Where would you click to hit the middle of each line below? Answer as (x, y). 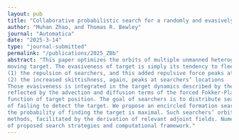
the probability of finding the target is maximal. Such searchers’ (111, 112)
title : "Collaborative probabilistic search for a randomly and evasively (121, 21)
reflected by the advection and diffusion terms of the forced (103, 93)
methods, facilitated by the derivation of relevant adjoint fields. (113, 119)
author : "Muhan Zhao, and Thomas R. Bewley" (74, 27)
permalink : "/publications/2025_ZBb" (63, 54)
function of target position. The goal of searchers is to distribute (114, 100)
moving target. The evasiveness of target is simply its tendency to (113, 66)
